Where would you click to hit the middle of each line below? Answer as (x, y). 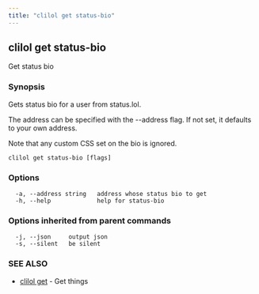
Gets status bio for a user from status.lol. (75, 104)
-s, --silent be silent (58, 244)
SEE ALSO (28, 264)
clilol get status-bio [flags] (60, 158)
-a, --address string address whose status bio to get (111, 194)
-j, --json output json (62, 237)
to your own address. (43, 128)
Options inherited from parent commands (90, 220)
